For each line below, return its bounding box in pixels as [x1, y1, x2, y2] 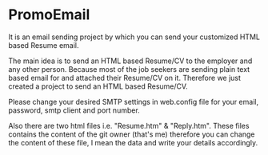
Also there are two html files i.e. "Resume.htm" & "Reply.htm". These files [8, 121, 250, 130]
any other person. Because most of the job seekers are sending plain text [8, 64, 250, 74]
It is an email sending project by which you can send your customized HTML [8, 32, 260, 42]
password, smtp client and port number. [8, 105, 140, 115]
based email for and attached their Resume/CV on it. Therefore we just [8, 73, 242, 82]
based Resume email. [8, 40, 79, 50]
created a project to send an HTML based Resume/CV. [8, 81, 188, 91]
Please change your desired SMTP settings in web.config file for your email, [8, 97, 258, 106]
